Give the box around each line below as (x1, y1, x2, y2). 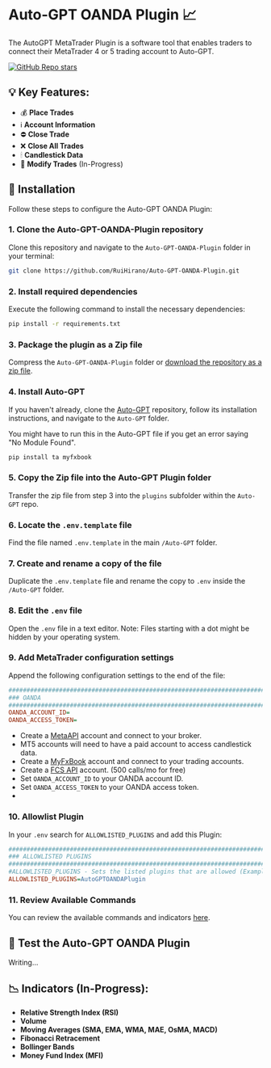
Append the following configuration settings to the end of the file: (8, 670, 226, 680)
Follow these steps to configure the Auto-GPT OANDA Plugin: (8, 204, 212, 213)
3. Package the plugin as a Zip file (8, 339, 143, 350)
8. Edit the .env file (8, 605, 83, 616)
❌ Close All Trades (19, 141, 85, 150)
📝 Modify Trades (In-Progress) (19, 158, 123, 169)
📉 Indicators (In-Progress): (8, 982, 149, 996)
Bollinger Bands (19, 1041, 75, 1051)
